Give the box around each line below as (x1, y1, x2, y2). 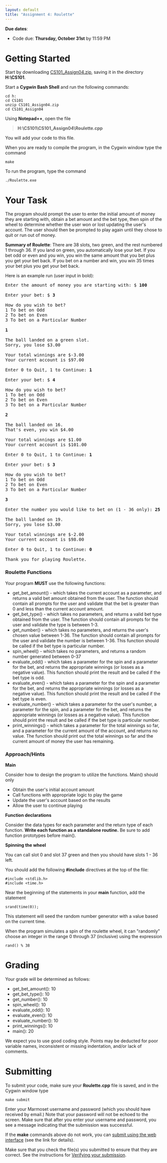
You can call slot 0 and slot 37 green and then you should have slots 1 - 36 (5, 851, 158, 858)
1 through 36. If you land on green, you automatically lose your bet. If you (5, 247, 156, 253)
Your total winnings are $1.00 (5, 437, 82, 443)
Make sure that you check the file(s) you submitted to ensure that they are (5, 1147, 158, 1153)
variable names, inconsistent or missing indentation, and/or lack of (5, 1043, 142, 1049)
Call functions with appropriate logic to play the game (12, 791, 123, 798)
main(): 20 (12, 1028, 34, 1034)
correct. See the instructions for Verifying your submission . (5, 1152, 127, 1158)
